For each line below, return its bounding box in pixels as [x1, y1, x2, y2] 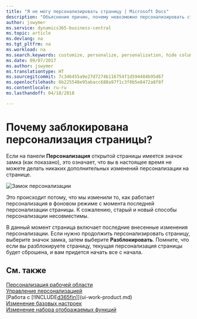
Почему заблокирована [6, 121, 129, 133]
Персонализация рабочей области [6, 281, 93, 288]
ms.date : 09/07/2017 [6, 57, 57, 63]
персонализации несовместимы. [6, 212, 89, 219]
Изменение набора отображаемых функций [6, 306, 117, 313]
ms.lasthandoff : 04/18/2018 [6, 90, 75, 96]
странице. [6, 171, 32, 178]
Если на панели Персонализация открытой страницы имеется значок [6, 152, 183, 159]
